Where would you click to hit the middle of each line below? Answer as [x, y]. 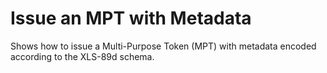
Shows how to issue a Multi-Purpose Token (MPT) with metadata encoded [163, 46]
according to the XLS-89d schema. [82, 56]
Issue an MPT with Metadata [131, 18]
